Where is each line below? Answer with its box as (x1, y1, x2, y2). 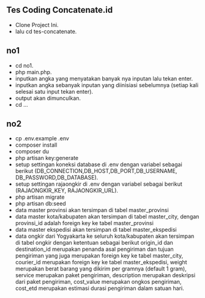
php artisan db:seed (15, 200, 66, 207)
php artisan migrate (15, 193, 65, 201)
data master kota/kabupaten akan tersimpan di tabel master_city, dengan (15, 213, 199, 220)
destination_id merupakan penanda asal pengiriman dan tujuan (15, 245, 174, 253)
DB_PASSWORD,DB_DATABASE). (15, 174, 99, 181)
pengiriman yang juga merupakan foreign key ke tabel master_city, (15, 252, 184, 259)
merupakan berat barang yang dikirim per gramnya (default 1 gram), (15, 265, 187, 272)
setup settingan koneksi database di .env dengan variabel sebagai (15, 161, 182, 168)
